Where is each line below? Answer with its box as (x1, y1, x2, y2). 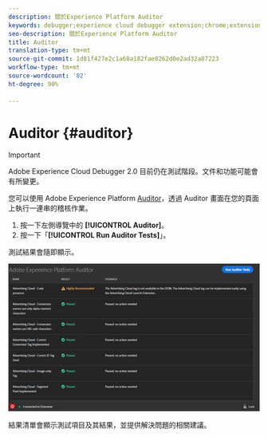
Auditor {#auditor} (8, 124, 134, 142)
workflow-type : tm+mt (8, 64, 81, 72)
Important (8, 150, 41, 159)
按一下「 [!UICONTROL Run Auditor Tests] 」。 (19, 230, 171, 240)
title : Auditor (8, 38, 59, 46)
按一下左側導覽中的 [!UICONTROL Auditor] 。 (19, 220, 169, 230)
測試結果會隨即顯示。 (8, 247, 78, 257)
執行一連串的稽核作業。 (14, 203, 93, 213)
